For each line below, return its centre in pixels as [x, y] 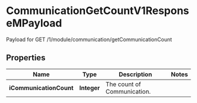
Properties [26, 58]
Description [135, 74]
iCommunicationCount [41, 88]
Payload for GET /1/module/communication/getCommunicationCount [89, 39]
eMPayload [34, 23]
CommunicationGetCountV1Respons [98, 11]
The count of [123, 84]
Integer [89, 88]
